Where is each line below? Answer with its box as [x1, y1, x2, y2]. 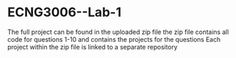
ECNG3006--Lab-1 [7, 4, 122, 21]
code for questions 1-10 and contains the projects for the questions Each [7, 35, 221, 43]
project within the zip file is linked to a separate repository [7, 42, 178, 51]
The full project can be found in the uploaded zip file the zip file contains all [7, 28, 230, 36]
